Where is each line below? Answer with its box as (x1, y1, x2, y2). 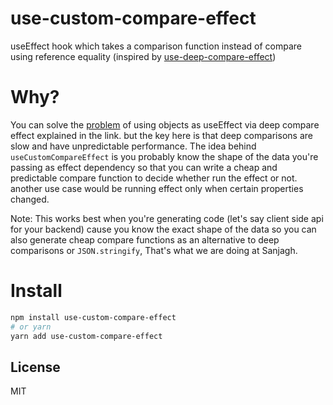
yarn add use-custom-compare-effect (10, 331, 163, 341)
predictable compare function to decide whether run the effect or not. (10, 172, 298, 184)
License (10, 358, 61, 376)
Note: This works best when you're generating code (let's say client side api (10, 212, 324, 224)
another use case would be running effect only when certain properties (10, 182, 304, 194)
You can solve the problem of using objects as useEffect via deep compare (10, 118, 320, 131)
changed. (10, 193, 50, 205)
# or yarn (10, 322, 52, 332)
